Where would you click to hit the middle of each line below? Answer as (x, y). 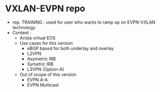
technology (24, 27)
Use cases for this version (46, 43)
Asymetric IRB (41, 59)
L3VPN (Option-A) (45, 69)
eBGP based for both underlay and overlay (70, 48)
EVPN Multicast (43, 85)
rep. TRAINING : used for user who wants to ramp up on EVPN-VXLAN (84, 22)
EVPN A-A (37, 80)
